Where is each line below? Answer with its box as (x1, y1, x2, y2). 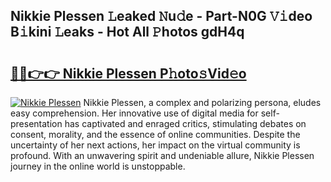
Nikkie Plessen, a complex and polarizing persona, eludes (83, 97, 322, 108)
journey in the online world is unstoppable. (10, 160, 186, 172)
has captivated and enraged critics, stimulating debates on (64, 118, 307, 129)
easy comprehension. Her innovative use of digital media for (10, 107, 259, 119)
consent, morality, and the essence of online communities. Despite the (10, 129, 301, 140)
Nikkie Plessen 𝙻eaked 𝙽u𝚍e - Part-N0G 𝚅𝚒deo (10, 8, 313, 25)
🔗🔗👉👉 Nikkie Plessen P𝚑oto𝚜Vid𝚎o (10, 65, 247, 82)
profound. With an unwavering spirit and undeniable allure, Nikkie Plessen (10, 150, 315, 161)
